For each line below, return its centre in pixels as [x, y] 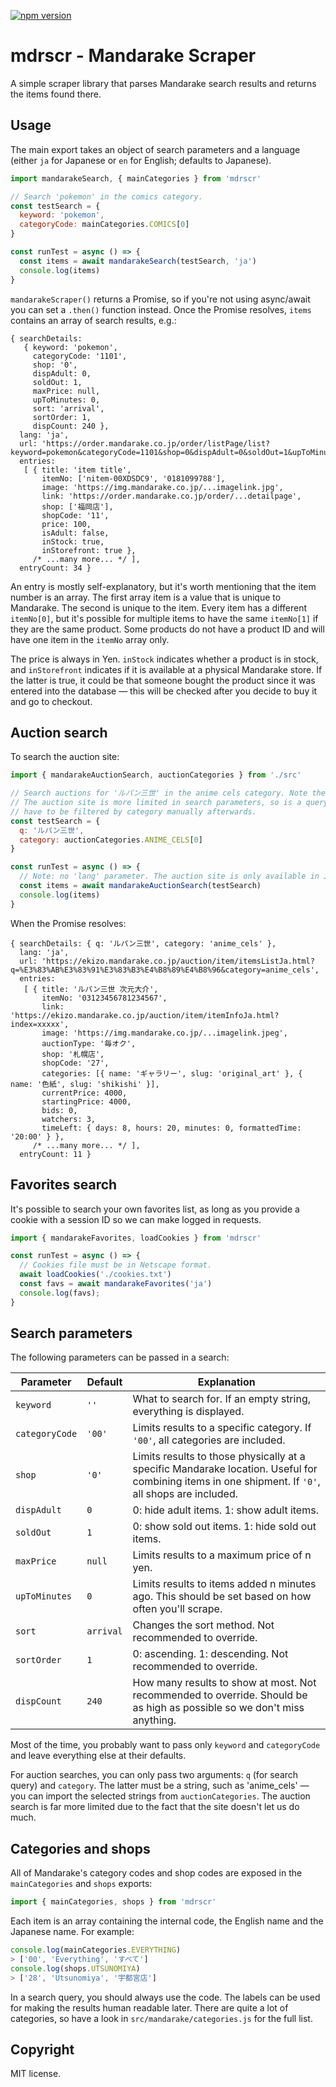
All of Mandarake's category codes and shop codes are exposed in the [156, 1873]
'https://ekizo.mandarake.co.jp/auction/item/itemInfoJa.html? [145, 1015]
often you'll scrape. [177, 1609]
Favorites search [64, 1185]
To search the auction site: [65, 757]
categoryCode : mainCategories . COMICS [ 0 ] [104, 225]
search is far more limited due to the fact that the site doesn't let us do [155, 1807]
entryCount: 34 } [55, 568]
